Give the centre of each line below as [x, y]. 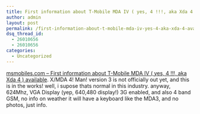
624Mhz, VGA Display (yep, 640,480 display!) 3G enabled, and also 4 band [99, 92]
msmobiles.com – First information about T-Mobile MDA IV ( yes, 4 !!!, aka [97, 73]
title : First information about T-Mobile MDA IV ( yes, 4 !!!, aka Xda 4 [100, 12]
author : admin [24, 17]
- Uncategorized [32, 56]
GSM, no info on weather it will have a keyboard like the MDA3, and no [92, 98]
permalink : [20, 28]
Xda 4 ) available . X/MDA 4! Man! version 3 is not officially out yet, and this [98, 79]
